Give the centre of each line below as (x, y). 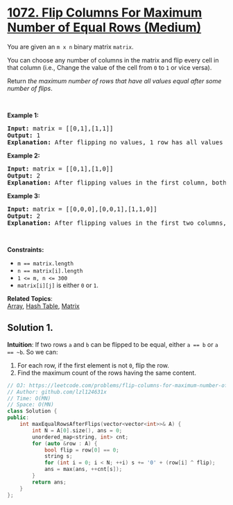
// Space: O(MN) (31, 405)
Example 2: (24, 155)
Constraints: (26, 249)
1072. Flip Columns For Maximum (105, 13)
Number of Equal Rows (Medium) (104, 27)
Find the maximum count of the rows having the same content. (106, 373)
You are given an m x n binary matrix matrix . (70, 46)
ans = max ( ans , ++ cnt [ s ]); (83, 470)
